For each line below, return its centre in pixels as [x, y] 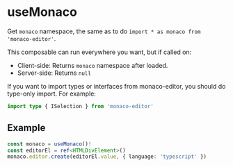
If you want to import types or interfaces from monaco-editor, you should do [116, 86]
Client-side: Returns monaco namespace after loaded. [93, 65]
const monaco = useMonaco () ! [49, 144]
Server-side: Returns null [54, 73]
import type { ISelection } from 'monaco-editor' [81, 106]
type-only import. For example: [51, 94]
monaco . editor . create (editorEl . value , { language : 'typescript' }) [107, 157]
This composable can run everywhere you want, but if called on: [99, 52]
